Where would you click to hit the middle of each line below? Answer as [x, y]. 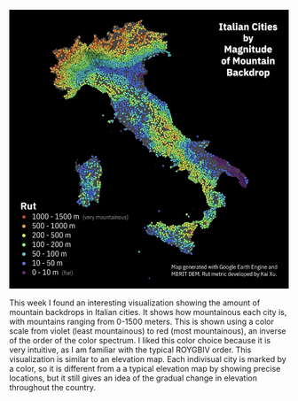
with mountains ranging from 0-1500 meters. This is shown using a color [142, 321]
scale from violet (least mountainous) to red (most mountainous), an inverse [148, 331]
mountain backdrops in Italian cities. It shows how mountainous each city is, [148, 312]
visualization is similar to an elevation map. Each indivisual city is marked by [148, 359]
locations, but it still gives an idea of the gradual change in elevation [133, 378]
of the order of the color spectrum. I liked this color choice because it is [140, 340]
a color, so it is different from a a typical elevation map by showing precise [145, 369]
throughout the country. [52, 387]
